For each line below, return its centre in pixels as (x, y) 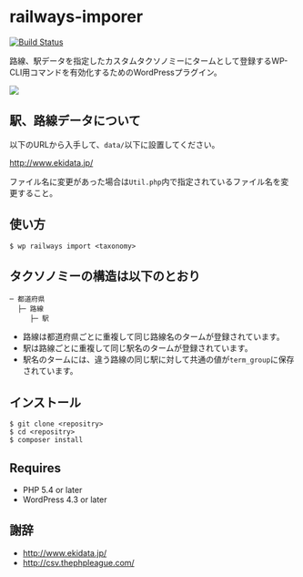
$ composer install (46, 440)
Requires (35, 468)
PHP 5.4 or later (52, 490)
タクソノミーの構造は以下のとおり (105, 276)
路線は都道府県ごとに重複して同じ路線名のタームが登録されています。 (153, 337)
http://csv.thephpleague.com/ (78, 562)
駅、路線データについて (75, 121)
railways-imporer (76, 17)
